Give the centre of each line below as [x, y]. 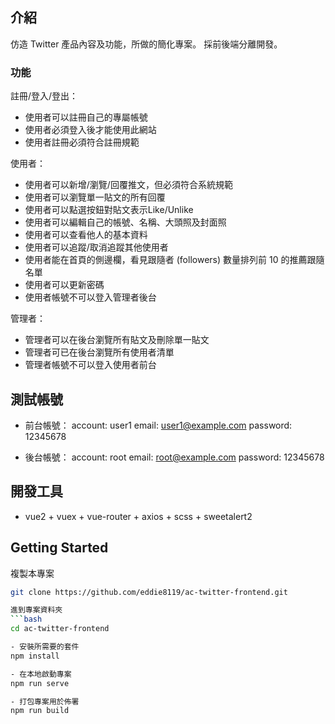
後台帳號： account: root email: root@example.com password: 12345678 [174, 457]
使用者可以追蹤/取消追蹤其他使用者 [96, 247]
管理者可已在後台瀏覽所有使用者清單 [99, 352]
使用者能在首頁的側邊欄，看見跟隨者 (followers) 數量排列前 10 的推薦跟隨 [174, 260]
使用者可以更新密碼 [64, 285]
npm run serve [40, 683]
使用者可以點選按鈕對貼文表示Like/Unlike [109, 210]
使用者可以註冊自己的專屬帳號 [86, 117]
